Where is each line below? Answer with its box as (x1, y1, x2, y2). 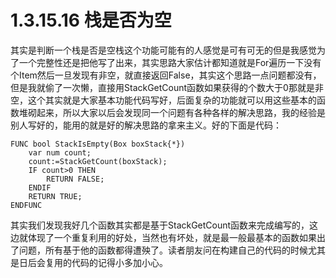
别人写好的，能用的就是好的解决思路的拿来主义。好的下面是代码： (10, 119, 282, 131)
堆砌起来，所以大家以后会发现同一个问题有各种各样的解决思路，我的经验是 (18, 106, 326, 118)
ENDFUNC (10, 200, 43, 210)
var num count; (28, 147, 92, 158)
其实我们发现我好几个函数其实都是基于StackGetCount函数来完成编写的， (10, 219, 310, 231)
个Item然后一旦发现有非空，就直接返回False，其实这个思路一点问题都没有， (10, 69, 322, 81)
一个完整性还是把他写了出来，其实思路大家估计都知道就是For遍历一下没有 (18, 56, 322, 68)
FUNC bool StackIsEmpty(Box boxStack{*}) (10, 139, 186, 149)
